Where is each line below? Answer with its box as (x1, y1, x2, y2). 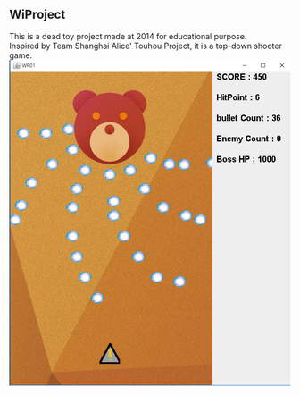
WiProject (9, 7, 66, 22)
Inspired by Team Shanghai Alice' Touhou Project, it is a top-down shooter (9, 40, 283, 51)
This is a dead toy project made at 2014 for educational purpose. (9, 30, 247, 41)
